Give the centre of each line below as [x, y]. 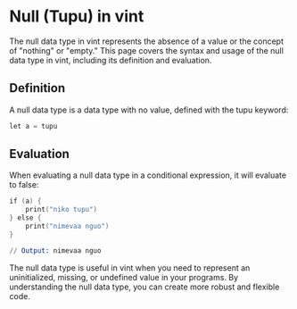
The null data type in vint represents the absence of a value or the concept [146, 41]
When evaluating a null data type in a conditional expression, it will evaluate [148, 175]
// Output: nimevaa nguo [55, 251]
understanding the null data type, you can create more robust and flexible [144, 287]
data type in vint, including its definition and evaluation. [111, 60]
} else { [25, 218]
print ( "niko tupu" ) [62, 210]
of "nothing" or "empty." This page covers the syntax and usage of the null [146, 50]
